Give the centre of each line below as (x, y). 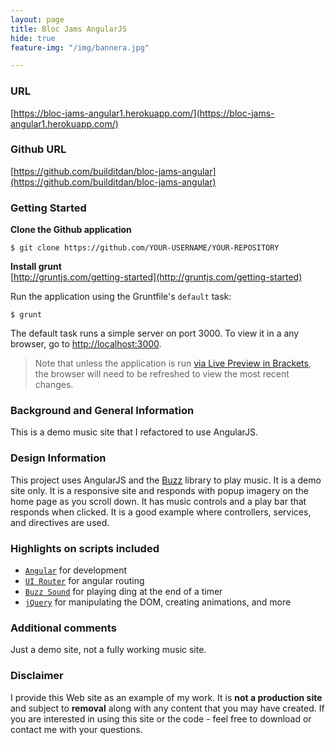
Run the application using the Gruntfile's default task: (121, 297)
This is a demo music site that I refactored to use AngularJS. (134, 432)
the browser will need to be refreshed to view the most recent (162, 374)
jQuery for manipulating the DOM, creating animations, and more (158, 602)
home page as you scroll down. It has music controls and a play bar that (158, 501)
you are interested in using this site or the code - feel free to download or (161, 718)
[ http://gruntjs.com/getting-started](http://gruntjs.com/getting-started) (156, 277)
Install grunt (36, 267)
